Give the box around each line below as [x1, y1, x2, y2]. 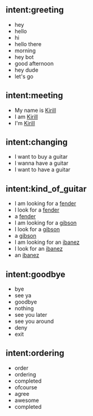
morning [14, 47, 36, 54]
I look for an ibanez [14, 245, 63, 252]
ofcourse [14, 383, 38, 391]
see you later [14, 311, 47, 319]
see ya [14, 292, 32, 299]
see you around [14, 317, 54, 325]
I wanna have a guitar [14, 159, 69, 167]
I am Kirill [14, 113, 38, 120]
